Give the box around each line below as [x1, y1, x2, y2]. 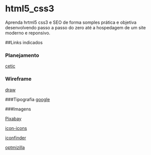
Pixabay [5, 115, 22, 121]
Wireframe [5, 75, 32, 82]
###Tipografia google [5, 96, 50, 102]
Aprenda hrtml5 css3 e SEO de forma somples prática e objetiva [5, 19, 137, 25]
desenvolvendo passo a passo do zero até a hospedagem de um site [5, 24, 146, 30]
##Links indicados [5, 39, 43, 45]
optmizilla [5, 144, 25, 150]
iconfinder [5, 135, 26, 141]
